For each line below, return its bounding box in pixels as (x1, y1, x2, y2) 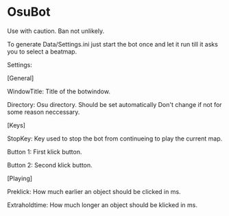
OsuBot (7, 4, 51, 20)
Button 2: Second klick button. (7, 160, 93, 169)
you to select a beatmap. (7, 47, 77, 56)
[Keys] (7, 121, 26, 129)
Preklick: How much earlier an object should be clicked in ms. (7, 187, 181, 195)
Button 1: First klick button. (7, 147, 82, 156)
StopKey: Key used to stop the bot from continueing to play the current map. (7, 134, 223, 143)
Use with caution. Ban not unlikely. (7, 27, 105, 35)
